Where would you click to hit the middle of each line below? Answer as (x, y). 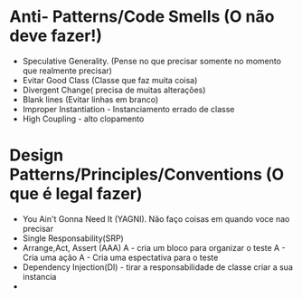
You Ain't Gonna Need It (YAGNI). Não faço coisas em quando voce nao (156, 218)
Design (37, 155)
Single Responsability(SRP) (73, 238)
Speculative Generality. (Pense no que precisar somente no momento (152, 61)
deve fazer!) (56, 36)
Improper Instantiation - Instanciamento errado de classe (128, 109)
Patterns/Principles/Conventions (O (147, 175)
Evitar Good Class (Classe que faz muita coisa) (110, 80)
